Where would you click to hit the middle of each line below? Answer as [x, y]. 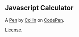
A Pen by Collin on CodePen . [35, 20]
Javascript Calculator [39, 8]
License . [14, 30]
